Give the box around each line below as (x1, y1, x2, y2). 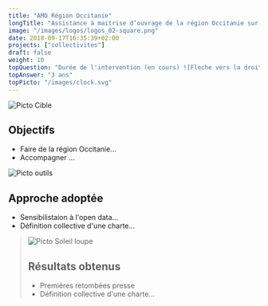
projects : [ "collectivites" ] (8, 41, 105, 49)
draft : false (8, 49, 52, 57)
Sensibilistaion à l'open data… (19, 213, 119, 222)
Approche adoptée (8, 191, 104, 205)
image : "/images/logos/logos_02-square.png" (8, 26, 159, 34)
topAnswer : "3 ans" (8, 71, 73, 79)
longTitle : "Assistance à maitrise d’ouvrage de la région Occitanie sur (8, 19, 259, 27)
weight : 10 (8, 57, 45, 65)
